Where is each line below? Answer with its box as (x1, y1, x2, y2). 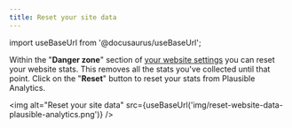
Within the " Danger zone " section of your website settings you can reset (9, 54, 275, 64)
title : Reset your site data (9, 12, 117, 22)
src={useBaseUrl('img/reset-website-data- (125, 99, 284, 110)
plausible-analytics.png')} (9, 109, 104, 119)
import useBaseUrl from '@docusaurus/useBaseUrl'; (9, 37, 201, 48)
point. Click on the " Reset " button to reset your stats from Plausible (9, 72, 256, 84)
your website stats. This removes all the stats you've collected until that (9, 64, 271, 74)
